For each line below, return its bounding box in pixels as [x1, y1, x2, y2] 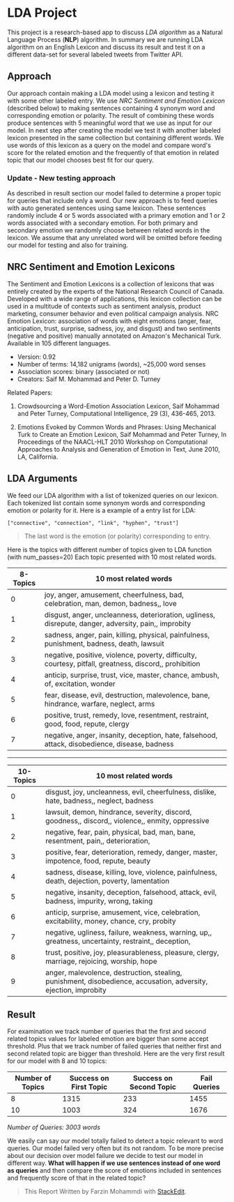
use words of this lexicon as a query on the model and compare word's [7, 141, 211, 149]
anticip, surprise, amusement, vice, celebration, [45, 907, 201, 917]
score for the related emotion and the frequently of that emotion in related [7, 148, 219, 156]
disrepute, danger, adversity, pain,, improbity [44, 618, 192, 628]
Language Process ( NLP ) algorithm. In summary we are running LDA [7, 35, 203, 43]
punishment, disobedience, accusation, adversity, [45, 976, 208, 986]
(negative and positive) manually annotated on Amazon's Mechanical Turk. [7, 332, 221, 340]
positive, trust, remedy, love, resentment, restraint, [44, 710, 209, 720]
